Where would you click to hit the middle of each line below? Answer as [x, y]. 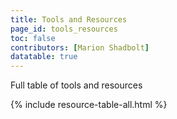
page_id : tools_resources [64, 29]
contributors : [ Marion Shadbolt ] [80, 47]
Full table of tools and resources [76, 85]
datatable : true [44, 57]
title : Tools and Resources [69, 19]
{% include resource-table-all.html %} [89, 105]
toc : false [33, 38]
